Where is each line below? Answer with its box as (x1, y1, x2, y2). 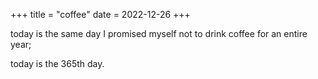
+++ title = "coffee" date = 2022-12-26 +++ (10, 9, 191, 20)
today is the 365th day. (10, 58, 105, 69)
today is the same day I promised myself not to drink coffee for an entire (10, 28, 308, 39)
